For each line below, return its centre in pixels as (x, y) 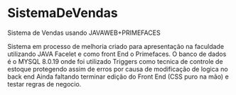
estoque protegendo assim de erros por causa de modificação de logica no (118, 69)
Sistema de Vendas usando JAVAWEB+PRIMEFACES (84, 33)
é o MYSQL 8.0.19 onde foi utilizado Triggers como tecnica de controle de (115, 61)
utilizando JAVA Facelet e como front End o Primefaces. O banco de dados (117, 54)
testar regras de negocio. (44, 84)
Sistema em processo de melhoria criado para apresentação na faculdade (116, 46)
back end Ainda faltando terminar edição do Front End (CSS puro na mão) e (118, 77)
